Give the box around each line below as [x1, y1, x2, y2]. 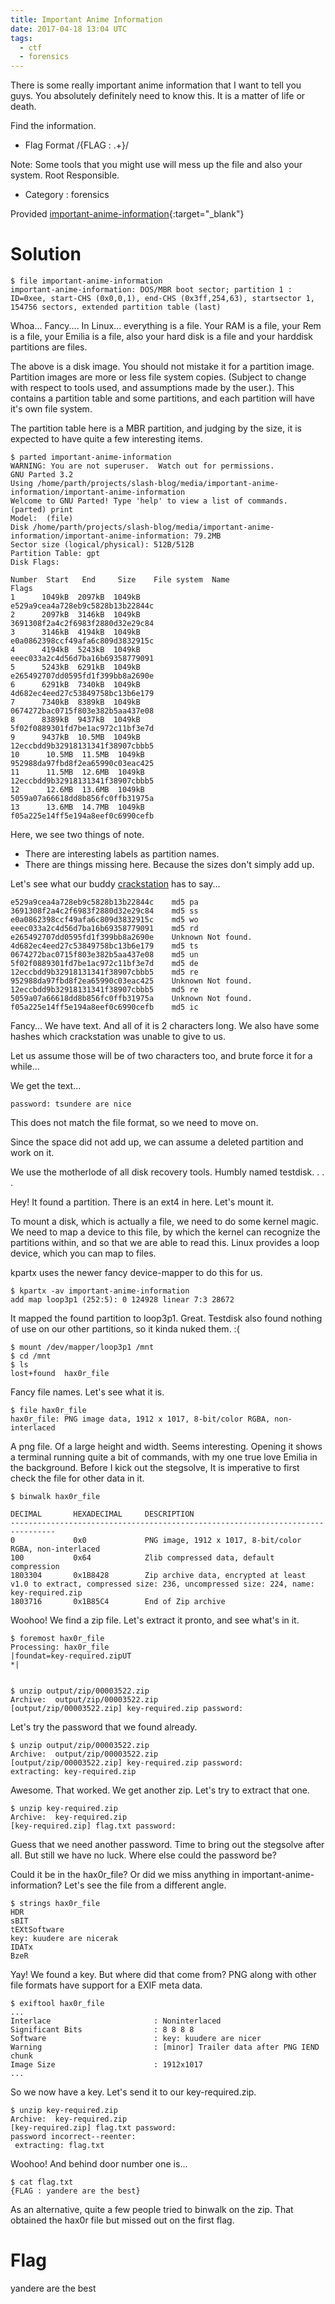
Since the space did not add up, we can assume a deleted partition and [10, 1136, 304, 1148]
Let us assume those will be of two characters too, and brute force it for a [10, 1050, 313, 1062]
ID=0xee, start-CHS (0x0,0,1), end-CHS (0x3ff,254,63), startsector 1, [10, 294, 315, 304]
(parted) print [10, 505, 74, 515]
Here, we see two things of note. [10, 829, 145, 841]
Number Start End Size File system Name [10, 575, 230, 585]
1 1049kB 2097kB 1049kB [10, 592, 141, 603]
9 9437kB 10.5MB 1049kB [10, 732, 141, 743]
